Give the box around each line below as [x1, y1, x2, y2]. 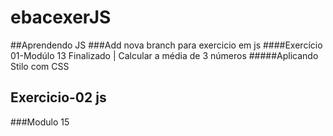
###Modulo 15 [10, 116, 70, 128]
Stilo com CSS [10, 60, 70, 72]
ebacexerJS [10, 6, 112, 29]
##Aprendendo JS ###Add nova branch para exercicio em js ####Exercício [10, 39, 323, 51]
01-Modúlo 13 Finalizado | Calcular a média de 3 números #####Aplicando [10, 49, 319, 61]
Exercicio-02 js [10, 89, 107, 106]
